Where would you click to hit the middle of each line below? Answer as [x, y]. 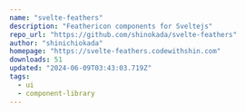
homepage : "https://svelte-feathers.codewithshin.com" [115, 51]
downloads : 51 [36, 60]
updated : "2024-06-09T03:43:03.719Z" [81, 69]
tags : [20, 77]
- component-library [56, 93]
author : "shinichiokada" [56, 43]
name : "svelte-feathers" [56, 18]
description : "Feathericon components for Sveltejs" [111, 26]
